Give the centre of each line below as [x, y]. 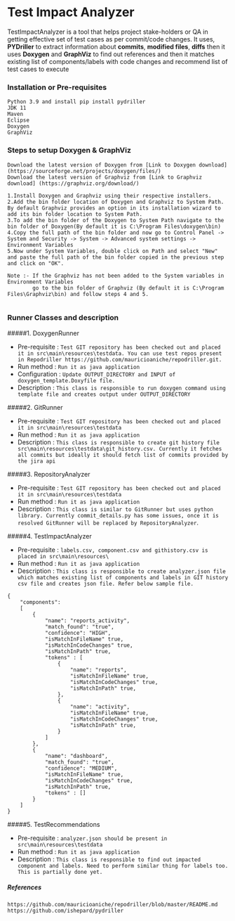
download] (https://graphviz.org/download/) [73, 183]
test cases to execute [38, 69]
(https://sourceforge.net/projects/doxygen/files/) [84, 171]
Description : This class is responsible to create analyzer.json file [121, 571]
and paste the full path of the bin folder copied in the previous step [116, 257]
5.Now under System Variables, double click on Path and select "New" [113, 251]
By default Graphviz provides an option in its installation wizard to [114, 208]
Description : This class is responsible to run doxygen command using [121, 387]
